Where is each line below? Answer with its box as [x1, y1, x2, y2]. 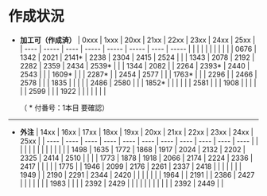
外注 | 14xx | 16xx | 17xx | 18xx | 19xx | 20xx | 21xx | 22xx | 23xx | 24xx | [19, 127, 254, 136]
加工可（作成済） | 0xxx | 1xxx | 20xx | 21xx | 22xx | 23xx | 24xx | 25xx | [19, 35, 256, 45]
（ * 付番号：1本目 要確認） [19, 103, 110, 112]
